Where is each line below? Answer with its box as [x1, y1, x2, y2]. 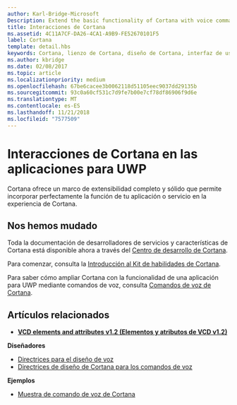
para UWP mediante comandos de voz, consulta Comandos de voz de [7, 281, 212, 290]
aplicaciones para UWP [7, 160, 147, 177]
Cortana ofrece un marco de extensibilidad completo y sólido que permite [7, 184, 222, 193]
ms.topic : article [7, 69, 61, 76]
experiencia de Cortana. [7, 199, 78, 208]
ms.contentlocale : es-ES [7, 102, 80, 110]
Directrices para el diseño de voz [17, 355, 114, 364]
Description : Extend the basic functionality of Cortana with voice [7, 17, 213, 24]
